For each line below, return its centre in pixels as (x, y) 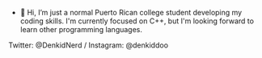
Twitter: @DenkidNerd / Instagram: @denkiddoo (88, 45)
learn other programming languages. (81, 29)
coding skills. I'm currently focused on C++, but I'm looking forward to (137, 21)
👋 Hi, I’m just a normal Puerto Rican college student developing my (131, 12)
